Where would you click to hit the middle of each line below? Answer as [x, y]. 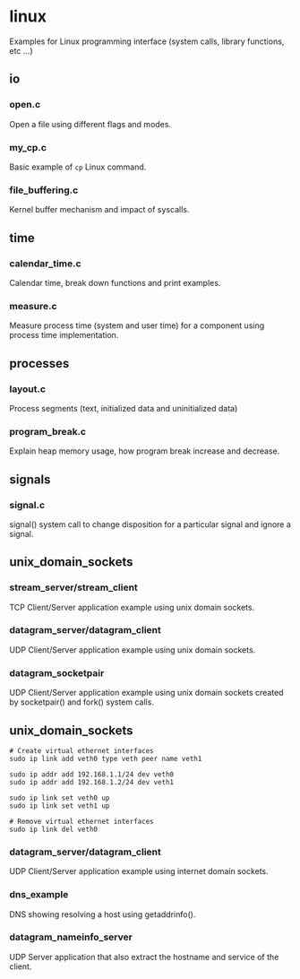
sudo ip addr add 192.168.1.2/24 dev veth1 [92, 782]
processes [39, 364]
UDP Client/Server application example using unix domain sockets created [146, 693]
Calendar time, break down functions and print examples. [115, 282]
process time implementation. [64, 335]
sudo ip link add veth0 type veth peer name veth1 [106, 758]
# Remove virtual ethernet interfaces [81, 821]
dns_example [39, 895]
